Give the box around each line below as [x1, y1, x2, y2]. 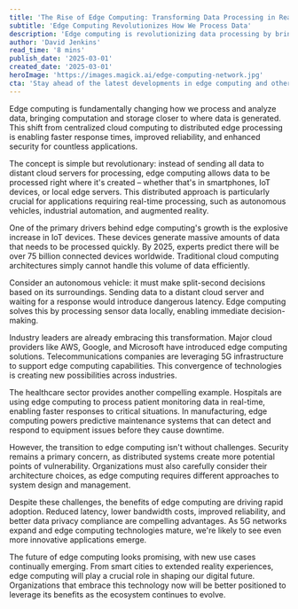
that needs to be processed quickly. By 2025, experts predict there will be [9, 241, 279, 252]
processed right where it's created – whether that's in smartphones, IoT [9, 176, 271, 187]
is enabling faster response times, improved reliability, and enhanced [9, 131, 261, 142]
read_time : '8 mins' [9, 46, 86, 55]
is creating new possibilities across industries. [9, 370, 177, 380]
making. [9, 315, 39, 325]
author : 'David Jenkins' [9, 37, 101, 47]
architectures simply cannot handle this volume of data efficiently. [9, 260, 250, 270]
